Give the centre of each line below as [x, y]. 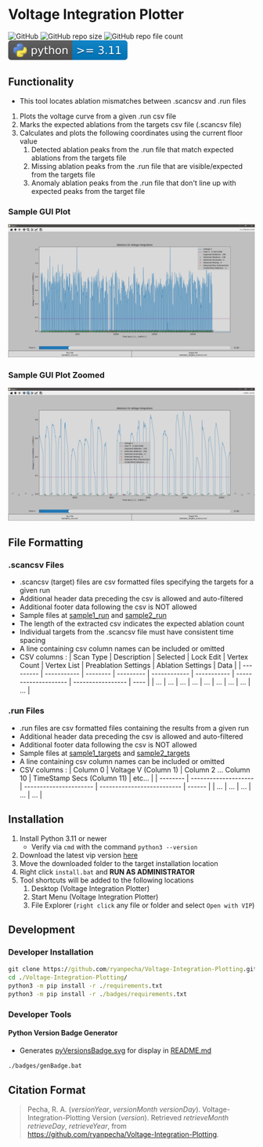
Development [42, 929]
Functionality [41, 82]
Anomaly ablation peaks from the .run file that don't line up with [133, 183]
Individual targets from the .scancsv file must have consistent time [126, 632]
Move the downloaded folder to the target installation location [119, 863]
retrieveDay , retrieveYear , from [77, 1126]
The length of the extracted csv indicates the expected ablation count [132, 624]
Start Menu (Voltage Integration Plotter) [95, 897]
